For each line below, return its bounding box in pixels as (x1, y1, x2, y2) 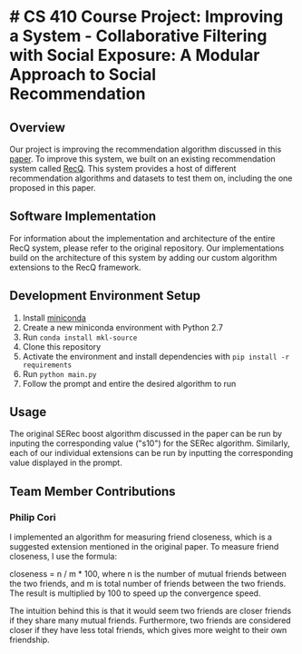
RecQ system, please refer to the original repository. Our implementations (9, 243, 285, 253)
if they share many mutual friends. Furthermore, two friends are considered (9, 615, 292, 626)
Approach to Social (9, 64, 157, 85)
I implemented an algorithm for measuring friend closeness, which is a (9, 531, 272, 542)
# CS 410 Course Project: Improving (9, 6, 284, 27)
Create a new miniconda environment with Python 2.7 (22, 322, 224, 332)
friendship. (9, 634, 50, 646)
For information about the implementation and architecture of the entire (9, 233, 276, 243)
